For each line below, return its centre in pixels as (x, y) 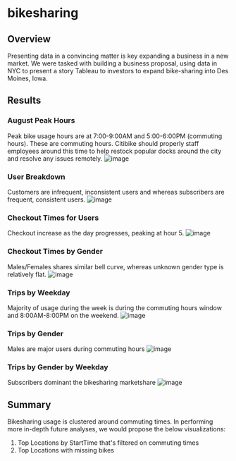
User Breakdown (36, 176)
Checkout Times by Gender (55, 252)
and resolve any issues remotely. (55, 158)
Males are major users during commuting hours (76, 349)
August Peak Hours (41, 121)
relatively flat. (27, 274)
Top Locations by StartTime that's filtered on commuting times (108, 443)
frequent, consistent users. (46, 199)
